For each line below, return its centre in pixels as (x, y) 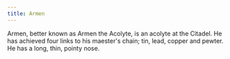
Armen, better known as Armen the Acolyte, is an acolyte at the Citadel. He (115, 33)
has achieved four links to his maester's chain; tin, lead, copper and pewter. (115, 41)
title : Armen (26, 14)
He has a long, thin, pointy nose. (54, 48)
